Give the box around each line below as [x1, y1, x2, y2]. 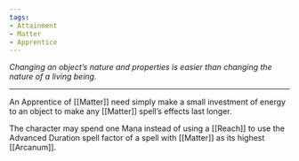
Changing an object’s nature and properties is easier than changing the [9, 62, 273, 73]
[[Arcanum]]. [9, 142, 56, 153]
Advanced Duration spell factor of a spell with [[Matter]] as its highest [9, 133, 265, 143]
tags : [9, 12, 29, 22]
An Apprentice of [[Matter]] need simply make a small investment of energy [9, 96, 287, 107]
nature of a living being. [9, 72, 97, 82]
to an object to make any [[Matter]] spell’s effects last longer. [9, 106, 233, 117]
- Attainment [9, 21, 58, 30]
